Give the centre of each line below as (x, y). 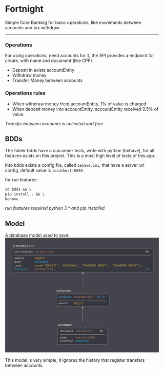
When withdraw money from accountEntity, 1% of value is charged (79, 104)
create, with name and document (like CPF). (49, 61)
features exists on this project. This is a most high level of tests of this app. (80, 156)
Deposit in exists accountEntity (43, 70)
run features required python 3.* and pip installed (55, 208)
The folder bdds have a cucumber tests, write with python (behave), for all (80, 151)
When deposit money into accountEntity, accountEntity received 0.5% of (85, 109)
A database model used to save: (37, 235)
